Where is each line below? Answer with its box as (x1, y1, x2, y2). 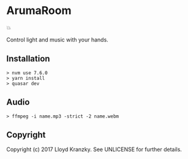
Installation (6, 54, 50, 64)
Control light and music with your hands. (6, 36, 108, 43)
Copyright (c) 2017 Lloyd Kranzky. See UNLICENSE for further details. (6, 146, 182, 153)
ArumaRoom (6, 4, 72, 18)
